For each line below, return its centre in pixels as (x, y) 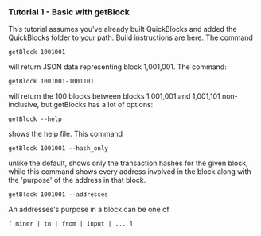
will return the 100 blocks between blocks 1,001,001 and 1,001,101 (114, 96)
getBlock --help (35, 119)
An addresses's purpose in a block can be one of (89, 210)
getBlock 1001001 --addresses (58, 195)
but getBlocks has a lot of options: (97, 105)
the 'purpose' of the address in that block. (77, 180)
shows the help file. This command (66, 134)
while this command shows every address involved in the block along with (130, 172)
